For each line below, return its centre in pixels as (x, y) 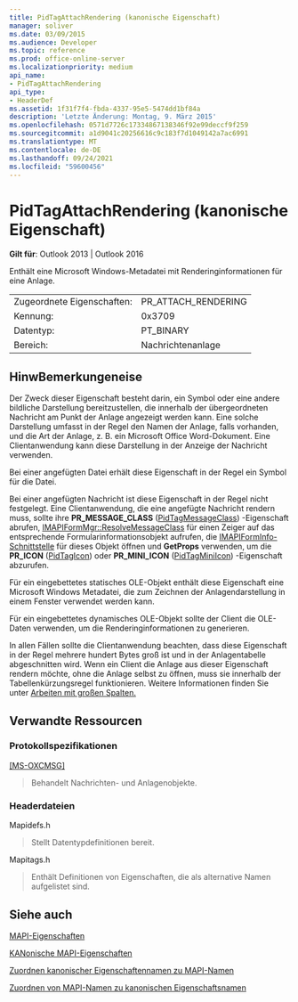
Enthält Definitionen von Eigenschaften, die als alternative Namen (151, 877)
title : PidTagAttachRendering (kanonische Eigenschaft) (115, 17)
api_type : (28, 92)
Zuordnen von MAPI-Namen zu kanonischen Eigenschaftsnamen (128, 987)
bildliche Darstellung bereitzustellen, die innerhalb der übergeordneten (139, 408)
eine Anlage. (32, 281)
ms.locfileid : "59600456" (57, 167)
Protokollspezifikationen (64, 746)
